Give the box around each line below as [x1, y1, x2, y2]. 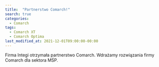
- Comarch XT [9, 30, 36, 34]
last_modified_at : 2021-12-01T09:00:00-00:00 [5, 39, 98, 44]
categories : [5, 16, 29, 21]
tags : [5, 25, 16, 30]
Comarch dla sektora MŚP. [5, 57, 58, 63]
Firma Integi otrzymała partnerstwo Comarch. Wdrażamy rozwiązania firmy [5, 52, 155, 58]
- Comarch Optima [9, 34, 44, 39]
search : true [5, 12, 31, 17]
